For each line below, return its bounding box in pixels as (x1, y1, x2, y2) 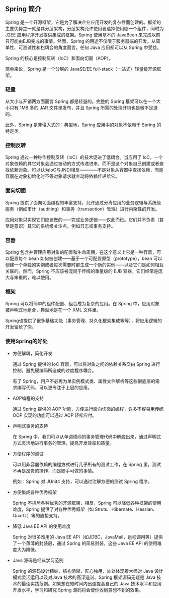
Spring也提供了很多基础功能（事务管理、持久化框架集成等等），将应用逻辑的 (5, 317, 162, 324)
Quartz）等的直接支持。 (12, 512, 62, 518)
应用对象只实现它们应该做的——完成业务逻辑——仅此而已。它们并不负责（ (5, 216, 159, 223)
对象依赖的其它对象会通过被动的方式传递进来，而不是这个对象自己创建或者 (5, 160, 159, 167)
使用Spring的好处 (5, 338, 48, 345)
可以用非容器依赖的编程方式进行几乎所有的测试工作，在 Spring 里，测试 (12, 461, 161, 467)
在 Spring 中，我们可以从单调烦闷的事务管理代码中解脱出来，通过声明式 (12, 433, 161, 440)
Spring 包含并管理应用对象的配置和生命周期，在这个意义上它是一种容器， (5, 249, 157, 255)
